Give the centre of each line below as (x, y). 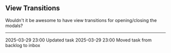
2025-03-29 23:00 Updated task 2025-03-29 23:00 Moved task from (78, 40)
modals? (14, 25)
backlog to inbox (23, 45)
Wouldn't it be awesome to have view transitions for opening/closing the (81, 20)
